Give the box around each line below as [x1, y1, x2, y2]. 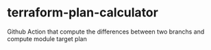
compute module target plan [7, 34, 87, 42]
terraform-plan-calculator [7, 5, 159, 21]
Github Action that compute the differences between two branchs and [7, 27, 205, 36]
